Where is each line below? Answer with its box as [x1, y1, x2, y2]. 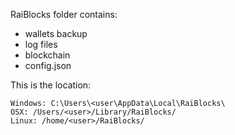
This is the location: [10, 79, 92, 91]
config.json [24, 60, 72, 71]
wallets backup [24, 28, 88, 39]
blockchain [24, 49, 71, 61]
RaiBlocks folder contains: [10, 9, 118, 20]
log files [24, 39, 58, 50]
